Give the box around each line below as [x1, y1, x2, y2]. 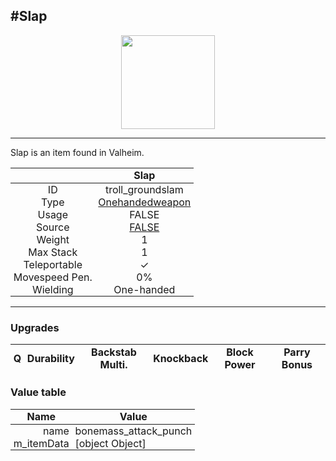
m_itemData [13, 436, 70, 450]
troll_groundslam [104, 183, 184, 196]
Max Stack [28, 245, 78, 259]
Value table [10, 385, 67, 399]
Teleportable [23, 258, 83, 271]
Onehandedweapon [98, 195, 192, 209]
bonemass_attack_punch [74, 424, 193, 438]
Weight [36, 233, 70, 246]
